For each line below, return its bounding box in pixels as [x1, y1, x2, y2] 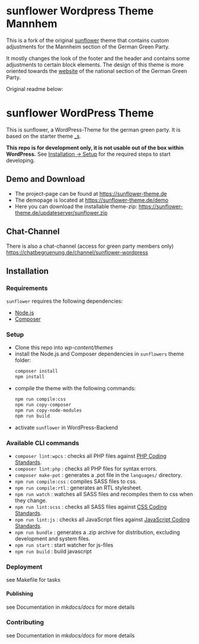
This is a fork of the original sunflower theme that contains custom [6, 37, 169, 44]
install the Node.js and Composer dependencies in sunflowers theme [14, 350, 184, 357]
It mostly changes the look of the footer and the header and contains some [6, 54, 190, 62]
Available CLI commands [6, 439, 79, 447]
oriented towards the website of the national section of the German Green [6, 67, 188, 74]
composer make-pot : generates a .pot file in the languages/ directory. [14, 472, 182, 479]
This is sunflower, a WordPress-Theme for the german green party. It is [6, 126, 181, 133]
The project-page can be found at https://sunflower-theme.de [14, 190, 167, 197]
